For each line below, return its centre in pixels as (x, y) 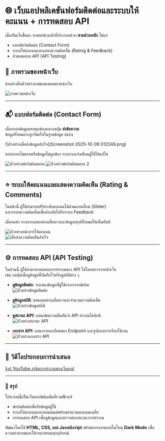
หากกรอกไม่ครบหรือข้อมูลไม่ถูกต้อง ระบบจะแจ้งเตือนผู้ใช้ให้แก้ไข (56, 154)
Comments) (24, 195)
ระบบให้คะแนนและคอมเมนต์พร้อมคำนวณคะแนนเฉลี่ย (55, 412)
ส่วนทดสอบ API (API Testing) (39, 56)
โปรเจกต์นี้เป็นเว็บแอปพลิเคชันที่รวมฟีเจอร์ (39, 397)
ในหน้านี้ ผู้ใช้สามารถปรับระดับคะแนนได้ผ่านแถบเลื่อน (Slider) (56, 207)
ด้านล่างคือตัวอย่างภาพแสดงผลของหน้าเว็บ (39, 83)
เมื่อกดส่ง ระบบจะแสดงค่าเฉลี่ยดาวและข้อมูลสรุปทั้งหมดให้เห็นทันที (58, 222)
